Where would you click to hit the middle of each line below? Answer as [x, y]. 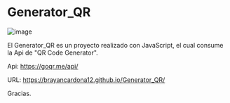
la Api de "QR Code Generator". [53, 53]
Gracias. [19, 93]
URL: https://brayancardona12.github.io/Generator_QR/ [86, 80]
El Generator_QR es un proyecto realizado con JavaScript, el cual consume [115, 45]
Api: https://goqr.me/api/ [43, 66]
